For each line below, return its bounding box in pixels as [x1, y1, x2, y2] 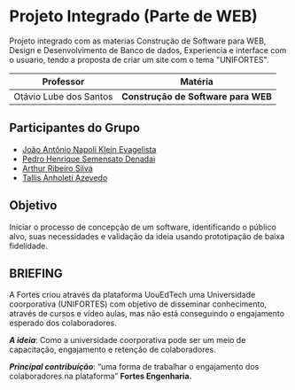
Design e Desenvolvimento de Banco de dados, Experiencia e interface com [9, 44, 287, 55]
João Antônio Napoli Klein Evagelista [21, 144, 157, 154]
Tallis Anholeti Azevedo [21, 172, 108, 183]
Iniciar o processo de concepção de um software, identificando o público [9, 222, 276, 232]
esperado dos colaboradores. [9, 317, 117, 329]
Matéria [180, 75, 214, 88]
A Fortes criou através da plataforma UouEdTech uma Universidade [9, 290, 256, 300]
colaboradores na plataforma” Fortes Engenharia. [9, 370, 192, 382]
